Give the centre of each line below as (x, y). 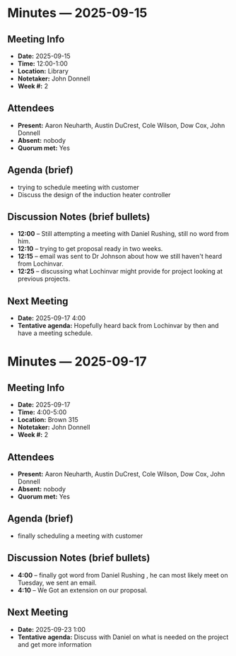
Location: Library (43, 71)
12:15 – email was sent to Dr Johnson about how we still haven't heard (120, 257)
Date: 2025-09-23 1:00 (52, 629)
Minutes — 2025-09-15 (77, 13)
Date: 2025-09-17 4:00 (52, 318)
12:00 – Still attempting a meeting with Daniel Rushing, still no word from (123, 234)
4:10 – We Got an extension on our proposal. (83, 590)
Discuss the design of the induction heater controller (94, 194)
